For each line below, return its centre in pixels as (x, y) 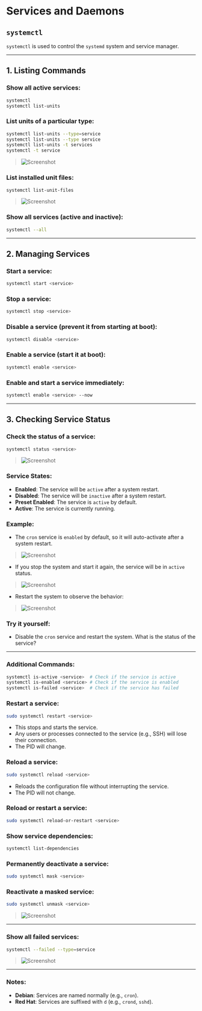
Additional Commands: (41, 665)
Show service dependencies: (50, 836)
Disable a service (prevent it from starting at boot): (82, 327)
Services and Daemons (65, 11)
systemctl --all (26, 230)
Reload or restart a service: (47, 808)
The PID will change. (40, 746)
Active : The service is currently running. (65, 508)
